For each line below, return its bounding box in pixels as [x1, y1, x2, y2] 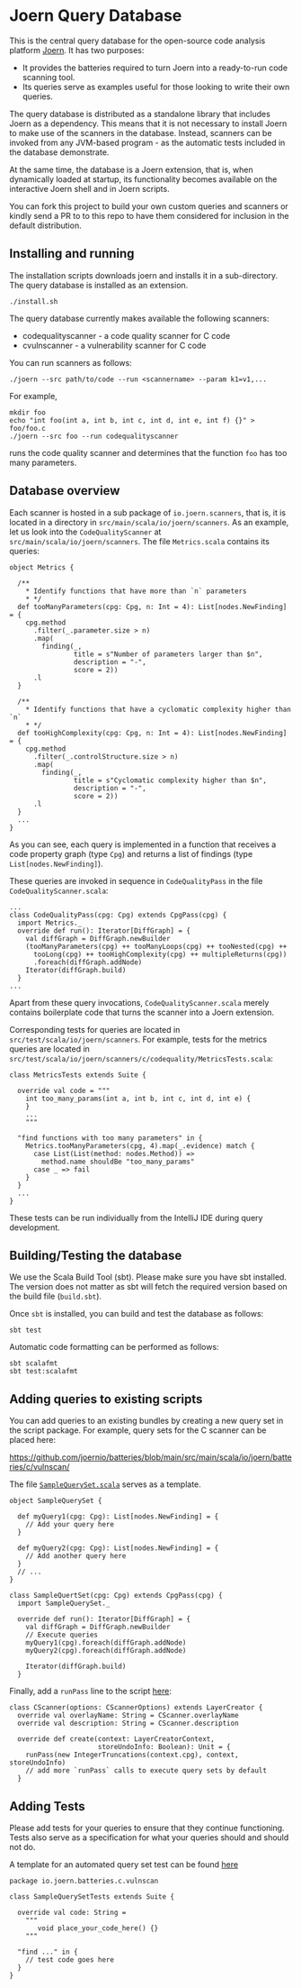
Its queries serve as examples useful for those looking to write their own [22, 81, 290, 92]
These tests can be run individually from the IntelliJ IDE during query [9, 1212, 263, 1223]
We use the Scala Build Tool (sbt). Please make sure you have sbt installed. [9, 1272, 288, 1282]
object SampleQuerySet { [9, 1497, 102, 1506]
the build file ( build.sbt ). [9, 1290, 102, 1302]
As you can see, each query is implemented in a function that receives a [9, 839, 277, 850]
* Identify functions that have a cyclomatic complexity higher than [25, 705, 292, 714]
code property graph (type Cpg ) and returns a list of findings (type [9, 848, 253, 859]
